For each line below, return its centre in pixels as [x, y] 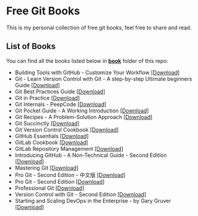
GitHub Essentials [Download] [52, 136]
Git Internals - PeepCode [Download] [60, 104]
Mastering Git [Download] [47, 168]
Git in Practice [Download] [47, 98]
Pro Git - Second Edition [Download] [60, 181]
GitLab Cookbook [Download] [51, 142]
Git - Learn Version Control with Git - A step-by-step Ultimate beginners [103, 78]
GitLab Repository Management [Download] [69, 148]
